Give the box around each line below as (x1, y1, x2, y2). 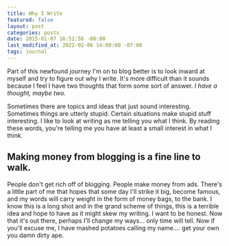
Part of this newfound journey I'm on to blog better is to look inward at (7, 66, 206, 75)
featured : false (7, 16, 53, 23)
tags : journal (7, 49, 48, 56)
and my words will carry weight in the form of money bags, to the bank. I (7, 195, 213, 203)
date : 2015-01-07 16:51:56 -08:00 (7, 36, 106, 42)
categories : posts (7, 29, 60, 36)
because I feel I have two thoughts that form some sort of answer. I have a (7, 82, 217, 90)
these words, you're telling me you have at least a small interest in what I (7, 124, 213, 132)
